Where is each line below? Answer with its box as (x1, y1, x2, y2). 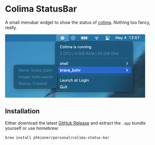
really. (5, 24, 17, 30)
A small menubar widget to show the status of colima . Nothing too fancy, (5, 19, 151, 25)
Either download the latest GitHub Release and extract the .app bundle (5, 120, 146, 126)
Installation (5, 107, 40, 115)
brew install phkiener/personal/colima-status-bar (5, 135, 110, 140)
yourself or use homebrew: (5, 125, 59, 131)
